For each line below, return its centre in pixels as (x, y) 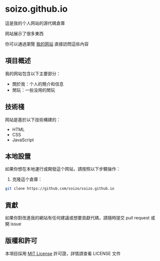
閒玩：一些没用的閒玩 (33, 90)
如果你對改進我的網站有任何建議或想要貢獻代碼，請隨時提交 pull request (77, 218)
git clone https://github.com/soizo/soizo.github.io (60, 189)
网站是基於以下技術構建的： (33, 120)
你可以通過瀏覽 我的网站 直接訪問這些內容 (47, 44)
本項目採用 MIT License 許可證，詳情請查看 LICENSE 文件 (63, 253)
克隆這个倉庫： (27, 179)
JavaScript (23, 140)
